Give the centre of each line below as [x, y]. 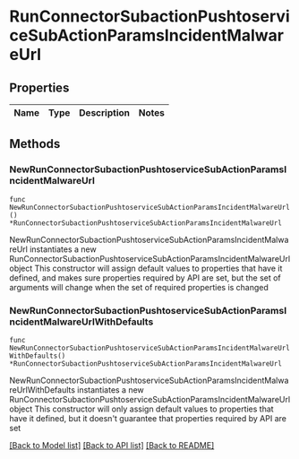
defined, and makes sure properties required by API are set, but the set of [145, 277]
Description [104, 113]
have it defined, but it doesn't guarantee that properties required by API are [148, 418]
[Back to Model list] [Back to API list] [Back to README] [112, 445]
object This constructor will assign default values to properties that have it [146, 268]
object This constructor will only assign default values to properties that [142, 409]
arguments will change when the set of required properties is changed [139, 287]
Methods [35, 144]
